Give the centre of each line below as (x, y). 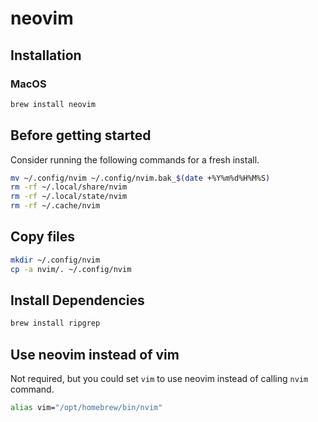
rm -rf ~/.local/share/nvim (69, 187)
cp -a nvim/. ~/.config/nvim (71, 269)
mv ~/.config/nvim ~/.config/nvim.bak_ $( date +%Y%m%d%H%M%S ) (140, 178)
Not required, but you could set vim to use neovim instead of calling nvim (159, 379)
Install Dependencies (77, 300)
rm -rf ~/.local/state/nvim (69, 197)
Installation (46, 55)
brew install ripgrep (55, 323)
